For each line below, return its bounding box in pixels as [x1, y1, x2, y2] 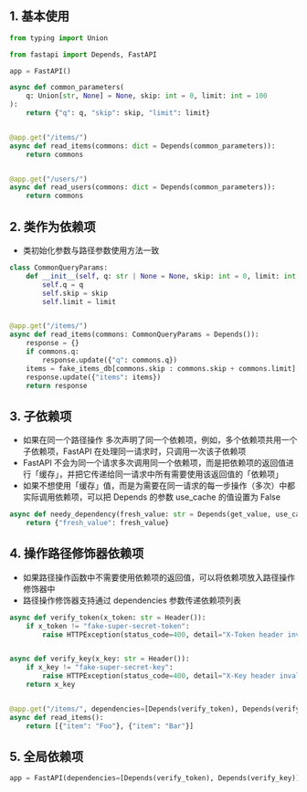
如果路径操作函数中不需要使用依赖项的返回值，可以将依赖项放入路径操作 [22, 572, 295, 583]
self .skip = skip [42, 289, 108, 298]
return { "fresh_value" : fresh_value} [26, 519, 170, 528]
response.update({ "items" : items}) [26, 373, 162, 382]
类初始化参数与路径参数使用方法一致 [22, 245, 160, 256]
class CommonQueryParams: [9, 263, 108, 272]
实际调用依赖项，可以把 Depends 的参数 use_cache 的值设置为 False [22, 491, 281, 502]
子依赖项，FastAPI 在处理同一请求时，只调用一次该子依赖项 [22, 446, 247, 457]
